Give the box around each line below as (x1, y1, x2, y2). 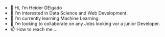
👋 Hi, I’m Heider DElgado (10, 5, 62, 10)
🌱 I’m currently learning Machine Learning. (10, 15, 100, 21)
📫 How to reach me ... (10, 26, 58, 32)
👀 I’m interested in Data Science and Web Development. (10, 10, 128, 16)
